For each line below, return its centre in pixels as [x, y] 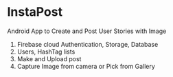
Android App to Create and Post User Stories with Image [87, 31]
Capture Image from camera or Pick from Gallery [86, 66]
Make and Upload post [49, 58]
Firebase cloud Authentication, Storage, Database [88, 44]
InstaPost [35, 12]
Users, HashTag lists [46, 52]
